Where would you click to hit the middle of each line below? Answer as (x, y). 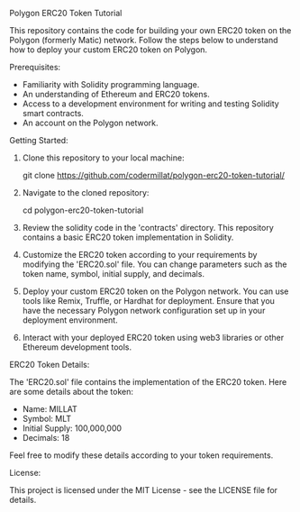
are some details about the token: (71, 392)
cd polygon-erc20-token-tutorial (83, 210)
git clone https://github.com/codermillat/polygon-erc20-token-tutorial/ (154, 175)
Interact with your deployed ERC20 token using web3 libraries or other (153, 338)
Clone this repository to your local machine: (103, 158)
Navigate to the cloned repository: (86, 192)
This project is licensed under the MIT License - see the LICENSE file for (143, 490)
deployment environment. (70, 320)
